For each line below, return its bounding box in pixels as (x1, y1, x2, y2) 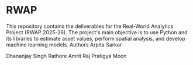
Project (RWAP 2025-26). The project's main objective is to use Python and (6, 28, 188, 35)
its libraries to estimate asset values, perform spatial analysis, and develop (6, 35, 185, 42)
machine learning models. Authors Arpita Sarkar (6, 41, 122, 48)
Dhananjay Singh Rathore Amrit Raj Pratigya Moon (6, 52, 127, 59)
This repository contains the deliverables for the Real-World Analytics (6, 23, 174, 30)
